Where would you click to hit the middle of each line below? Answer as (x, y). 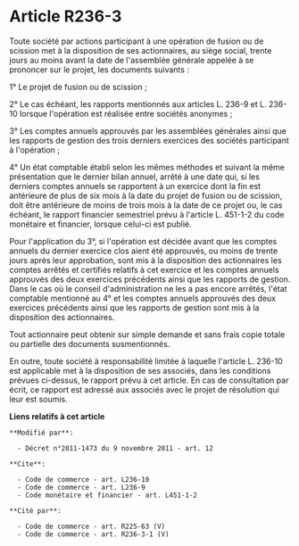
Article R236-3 (66, 17)
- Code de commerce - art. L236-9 (81, 487)
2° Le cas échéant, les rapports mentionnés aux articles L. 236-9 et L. (138, 103)
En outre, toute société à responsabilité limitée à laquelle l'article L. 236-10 (146, 361)
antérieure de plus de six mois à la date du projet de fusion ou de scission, (146, 195)
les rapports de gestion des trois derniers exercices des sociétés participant (149, 140)
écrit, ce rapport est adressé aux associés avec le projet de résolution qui (144, 389)
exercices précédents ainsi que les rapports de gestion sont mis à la (134, 307)
